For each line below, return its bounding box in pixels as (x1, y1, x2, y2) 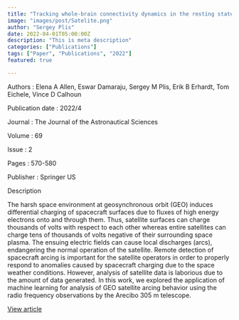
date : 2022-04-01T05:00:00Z (7, 30, 91, 38)
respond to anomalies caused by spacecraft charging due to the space (7, 260, 215, 269)
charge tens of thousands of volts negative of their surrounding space (7, 230, 213, 239)
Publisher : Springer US (7, 172, 76, 181)
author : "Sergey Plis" (7, 23, 75, 31)
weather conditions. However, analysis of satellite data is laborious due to (7, 268, 223, 277)
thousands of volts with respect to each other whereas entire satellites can (7, 223, 226, 231)
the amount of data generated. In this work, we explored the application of (7, 275, 225, 284)
